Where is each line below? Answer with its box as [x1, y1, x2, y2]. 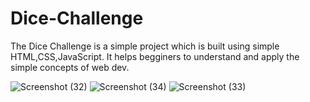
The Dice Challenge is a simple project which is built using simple [10, 40, 280, 52]
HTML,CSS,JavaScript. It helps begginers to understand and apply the [10, 50, 300, 62]
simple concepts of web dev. [10, 61, 130, 73]
